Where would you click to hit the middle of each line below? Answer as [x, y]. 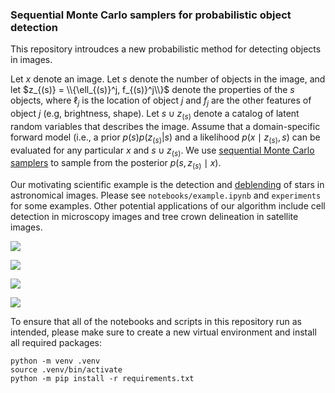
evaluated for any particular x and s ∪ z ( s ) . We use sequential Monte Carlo [162, 151]
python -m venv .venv [55, 361]
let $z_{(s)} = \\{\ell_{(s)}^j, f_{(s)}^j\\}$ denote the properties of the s [152, 90]
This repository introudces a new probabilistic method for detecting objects [166, 49]
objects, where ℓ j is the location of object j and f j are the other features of [161, 101]
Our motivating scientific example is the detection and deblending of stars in [167, 185]
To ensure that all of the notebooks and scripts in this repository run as [156, 322]
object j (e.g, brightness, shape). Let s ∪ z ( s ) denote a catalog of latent [155, 115]
